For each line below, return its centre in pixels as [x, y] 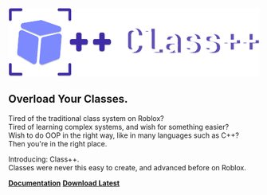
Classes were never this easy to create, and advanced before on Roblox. [128, 167]
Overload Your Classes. [68, 99]
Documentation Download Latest [64, 183]
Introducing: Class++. [44, 159]
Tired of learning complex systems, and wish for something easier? [119, 127]
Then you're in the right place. [58, 143]
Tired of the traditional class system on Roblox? [86, 118]
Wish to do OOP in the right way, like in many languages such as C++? [124, 135]
